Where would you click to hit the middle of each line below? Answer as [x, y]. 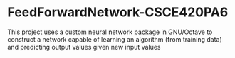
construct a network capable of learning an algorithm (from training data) [115, 39]
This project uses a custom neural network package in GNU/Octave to [110, 32]
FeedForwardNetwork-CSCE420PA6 [118, 12]
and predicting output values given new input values [84, 47]
